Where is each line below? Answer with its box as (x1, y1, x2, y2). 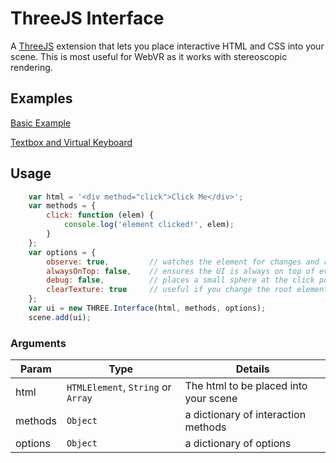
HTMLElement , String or (66, 380, 172, 394)
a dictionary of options (184, 437, 292, 451)
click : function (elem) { (46, 210, 155, 221)
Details (235, 362, 270, 376)
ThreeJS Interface (10, 7, 165, 30)
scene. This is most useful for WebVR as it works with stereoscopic (10, 50, 288, 62)
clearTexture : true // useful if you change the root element (46, 285, 329, 295)
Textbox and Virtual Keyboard (10, 136, 133, 148)
